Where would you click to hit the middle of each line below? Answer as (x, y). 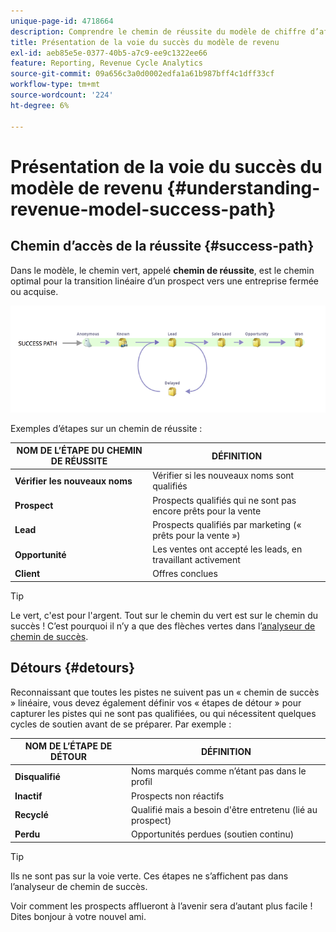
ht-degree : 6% (40, 105)
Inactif (28, 796)
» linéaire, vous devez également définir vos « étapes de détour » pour (156, 702)
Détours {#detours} (73, 668)
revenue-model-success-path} (143, 209)
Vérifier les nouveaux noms (73, 481)
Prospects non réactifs (177, 796)
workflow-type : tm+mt (55, 85)
